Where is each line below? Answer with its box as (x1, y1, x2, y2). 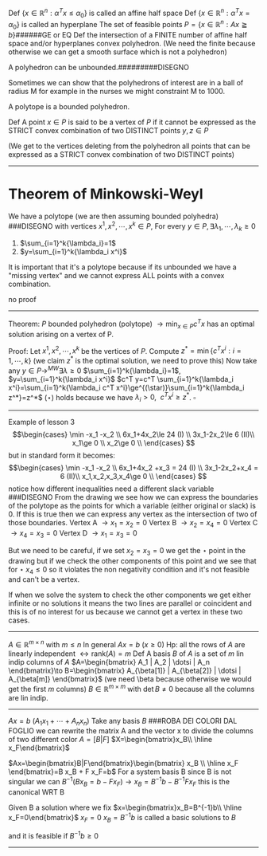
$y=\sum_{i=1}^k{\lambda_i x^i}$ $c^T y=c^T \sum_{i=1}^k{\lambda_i (8, 374, 234, 383)
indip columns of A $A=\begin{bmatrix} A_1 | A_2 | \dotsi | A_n (8, 658, 211, 667)
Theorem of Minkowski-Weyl (8, 185, 204, 203)
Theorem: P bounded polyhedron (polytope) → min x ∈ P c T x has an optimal (8, 318, 255, 330)
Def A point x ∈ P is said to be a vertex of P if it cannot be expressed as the (8, 117, 257, 127)
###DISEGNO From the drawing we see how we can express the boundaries (8, 493, 258, 502)
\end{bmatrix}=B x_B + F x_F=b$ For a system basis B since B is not (8, 767, 232, 776)
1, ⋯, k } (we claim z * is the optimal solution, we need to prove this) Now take (8, 355, 257, 366)
